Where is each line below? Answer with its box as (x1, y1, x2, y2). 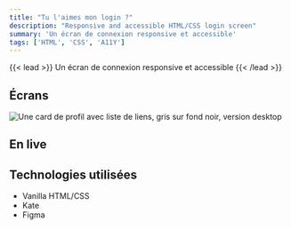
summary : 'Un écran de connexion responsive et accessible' (9, 29, 238, 38)
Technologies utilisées (9, 167, 138, 182)
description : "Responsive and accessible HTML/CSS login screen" (9, 21, 256, 30)
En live (9, 137, 47, 152)
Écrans (9, 88, 49, 103)
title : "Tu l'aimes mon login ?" (9, 12, 133, 22)
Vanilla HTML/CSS (21, 191, 91, 201)
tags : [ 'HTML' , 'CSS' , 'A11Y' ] (9, 37, 125, 47)
